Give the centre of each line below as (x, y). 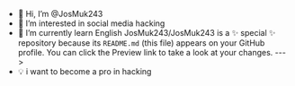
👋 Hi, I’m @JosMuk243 (60, 14)
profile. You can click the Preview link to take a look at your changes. (145, 52)
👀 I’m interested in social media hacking (91, 23)
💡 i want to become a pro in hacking (85, 71)
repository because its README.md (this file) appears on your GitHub (141, 43)
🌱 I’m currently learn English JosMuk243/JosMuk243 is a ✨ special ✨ (147, 33)
